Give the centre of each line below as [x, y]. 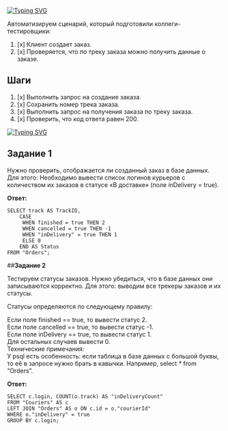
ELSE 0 [31, 241]
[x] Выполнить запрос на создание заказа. [79, 97]
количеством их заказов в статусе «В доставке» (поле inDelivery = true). [113, 184]
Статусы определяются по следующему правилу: [80, 306]
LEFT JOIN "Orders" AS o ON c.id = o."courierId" [79, 408]
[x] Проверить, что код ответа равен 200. [77, 119]
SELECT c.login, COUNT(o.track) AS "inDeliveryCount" [85, 396]
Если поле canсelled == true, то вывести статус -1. [80, 327]
